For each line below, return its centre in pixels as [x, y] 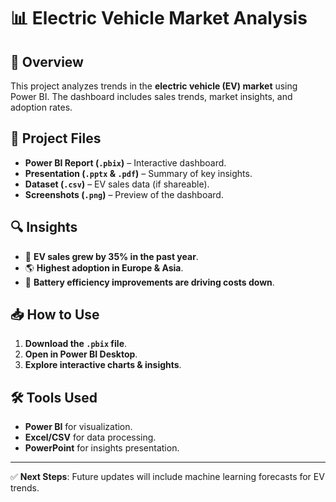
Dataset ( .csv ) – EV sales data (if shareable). [117, 184]
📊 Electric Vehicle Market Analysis [159, 18]
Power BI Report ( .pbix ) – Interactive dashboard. [125, 162]
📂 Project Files [56, 138]
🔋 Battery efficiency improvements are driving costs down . [149, 282]
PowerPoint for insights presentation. [102, 448]
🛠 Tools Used [54, 397]
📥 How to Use [55, 315]
